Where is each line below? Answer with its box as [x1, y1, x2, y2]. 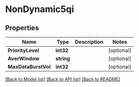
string [55, 55, 70, 62]
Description [75, 39, 104, 45]
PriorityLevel [8, 47, 39, 54]
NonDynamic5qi [5, 4, 74, 15]
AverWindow [8, 55, 40, 62]
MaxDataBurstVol [8, 63, 51, 70]
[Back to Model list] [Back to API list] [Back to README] [5, 76, 120, 82]
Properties [5, 24, 39, 32]
